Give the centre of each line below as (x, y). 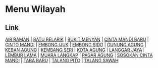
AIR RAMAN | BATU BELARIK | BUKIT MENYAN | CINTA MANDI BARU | (77, 39)
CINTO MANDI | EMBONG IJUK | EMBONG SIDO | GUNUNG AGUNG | (76, 45)
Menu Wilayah (35, 9)
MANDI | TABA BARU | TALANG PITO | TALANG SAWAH (62, 60)
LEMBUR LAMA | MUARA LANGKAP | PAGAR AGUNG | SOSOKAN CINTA (79, 55)
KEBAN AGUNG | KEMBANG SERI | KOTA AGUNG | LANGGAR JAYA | (75, 50)
